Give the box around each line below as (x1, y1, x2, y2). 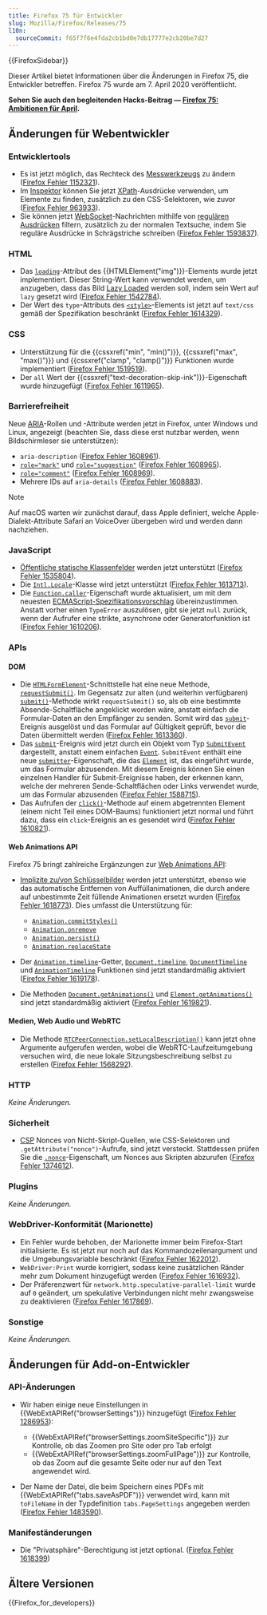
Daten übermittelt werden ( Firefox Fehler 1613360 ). (19, 730, 187, 740)
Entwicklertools (8, 151, 71, 162)
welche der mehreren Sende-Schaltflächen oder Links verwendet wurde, (19, 782, 260, 791)
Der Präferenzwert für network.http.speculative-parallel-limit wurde (19, 1279, 257, 1289)
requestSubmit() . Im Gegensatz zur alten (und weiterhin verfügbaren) (19, 688, 249, 698)
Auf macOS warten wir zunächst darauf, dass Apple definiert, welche (8, 508, 235, 517)
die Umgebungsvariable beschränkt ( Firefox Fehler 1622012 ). (19, 1254, 221, 1264)
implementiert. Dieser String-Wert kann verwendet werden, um (19, 275, 227, 284)
